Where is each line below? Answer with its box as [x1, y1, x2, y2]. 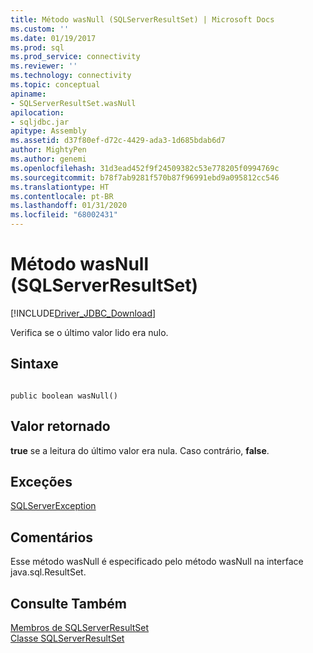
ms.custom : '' [10, 24, 70, 34]
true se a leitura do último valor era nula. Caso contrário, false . [10, 444, 270, 456]
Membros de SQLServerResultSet [10, 622, 150, 633]
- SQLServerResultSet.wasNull [10, 98, 137, 108]
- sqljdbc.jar [10, 117, 70, 127]
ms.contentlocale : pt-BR [10, 191, 114, 201]
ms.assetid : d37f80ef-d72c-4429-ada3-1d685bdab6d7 [10, 136, 226, 146]
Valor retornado [10, 418, 111, 435]
